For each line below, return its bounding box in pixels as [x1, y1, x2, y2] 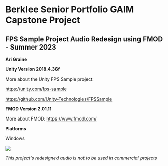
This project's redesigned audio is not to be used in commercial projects [5, 155, 157, 161]
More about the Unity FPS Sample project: [5, 76, 94, 82]
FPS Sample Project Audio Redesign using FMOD [5, 35, 163, 43]
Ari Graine [5, 56, 27, 62]
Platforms [5, 126, 26, 131]
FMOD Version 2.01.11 [5, 106, 52, 112]
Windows [5, 135, 25, 141]
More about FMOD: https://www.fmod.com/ [5, 116, 97, 122]
